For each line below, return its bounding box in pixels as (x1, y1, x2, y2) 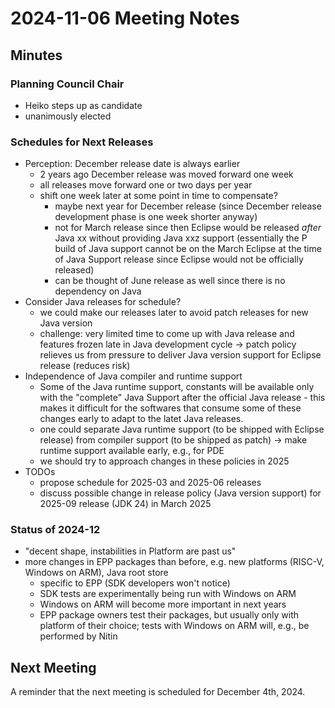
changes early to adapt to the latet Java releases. (39, 413, 244, 425)
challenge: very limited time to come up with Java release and (39, 328, 295, 340)
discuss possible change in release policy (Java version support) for (39, 487, 322, 499)
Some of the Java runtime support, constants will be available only (39, 381, 315, 393)
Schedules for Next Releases (10, 135, 154, 149)
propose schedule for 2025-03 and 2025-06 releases (39, 477, 262, 489)
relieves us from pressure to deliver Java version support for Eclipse (39, 349, 322, 361)
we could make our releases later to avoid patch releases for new (39, 307, 309, 319)
